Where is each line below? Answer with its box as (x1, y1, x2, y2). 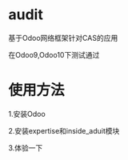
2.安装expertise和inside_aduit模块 (8, 126, 120, 135)
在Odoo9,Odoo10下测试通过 (8, 50, 100, 59)
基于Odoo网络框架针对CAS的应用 (8, 33, 118, 42)
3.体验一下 (8, 142, 43, 153)
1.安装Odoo (8, 109, 46, 118)
